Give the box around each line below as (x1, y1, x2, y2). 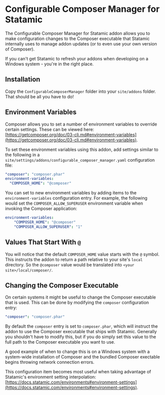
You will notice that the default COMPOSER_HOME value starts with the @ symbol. (5, 251, 160, 257)
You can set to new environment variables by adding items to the (5, 190, 137, 196)
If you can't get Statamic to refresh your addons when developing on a (5, 55, 149, 61)
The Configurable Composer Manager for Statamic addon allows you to (5, 30, 150, 36)
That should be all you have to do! (5, 93, 74, 99)
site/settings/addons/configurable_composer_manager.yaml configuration (5, 157, 155, 163)
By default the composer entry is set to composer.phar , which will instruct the (5, 323, 158, 329)
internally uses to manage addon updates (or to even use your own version (5, 41, 157, 46)
